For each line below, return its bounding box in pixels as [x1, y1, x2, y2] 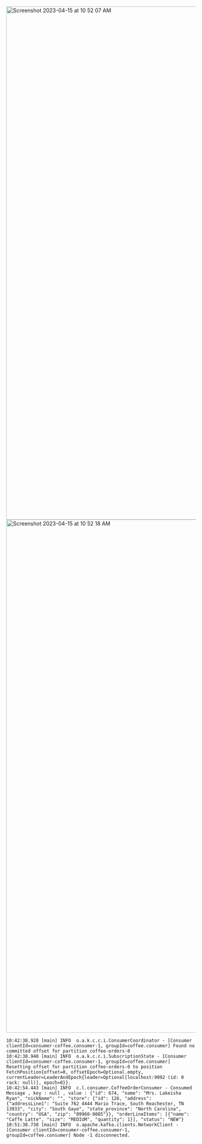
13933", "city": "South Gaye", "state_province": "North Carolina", [6, 1106, 182, 1112]
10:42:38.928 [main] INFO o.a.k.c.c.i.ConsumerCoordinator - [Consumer [6, 1038, 192, 1044]
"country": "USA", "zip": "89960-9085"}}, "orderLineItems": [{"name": [6, 1112, 189, 1118]
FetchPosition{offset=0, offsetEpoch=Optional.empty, [6, 1069, 144, 1075]
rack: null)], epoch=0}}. [6, 1080, 71, 1086]
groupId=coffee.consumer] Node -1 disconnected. [6, 1133, 130, 1139]
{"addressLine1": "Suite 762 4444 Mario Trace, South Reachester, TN [6, 1101, 185, 1107]
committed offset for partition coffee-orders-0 [6, 1048, 130, 1054]
